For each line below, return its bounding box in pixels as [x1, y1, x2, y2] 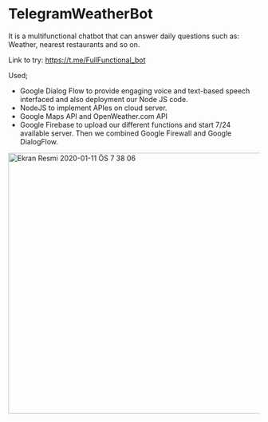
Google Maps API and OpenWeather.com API [19, 111, 168, 120]
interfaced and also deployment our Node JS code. [19, 94, 189, 104]
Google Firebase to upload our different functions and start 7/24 [19, 120, 231, 129]
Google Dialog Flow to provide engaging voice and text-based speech [19, 85, 250, 96]
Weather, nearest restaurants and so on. [8, 39, 140, 49]
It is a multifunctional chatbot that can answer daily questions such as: [8, 31, 240, 41]
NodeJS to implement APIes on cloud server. [19, 103, 167, 112]
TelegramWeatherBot [8, 5, 153, 23]
